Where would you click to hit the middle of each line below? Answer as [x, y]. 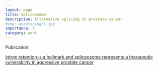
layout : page [19, 10]
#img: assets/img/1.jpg [30, 24]
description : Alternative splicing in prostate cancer [64, 19]
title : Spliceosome [26, 14]
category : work [21, 33]
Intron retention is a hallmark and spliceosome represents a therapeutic [79, 57]
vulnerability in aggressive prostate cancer [50, 62]
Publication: [18, 47]
